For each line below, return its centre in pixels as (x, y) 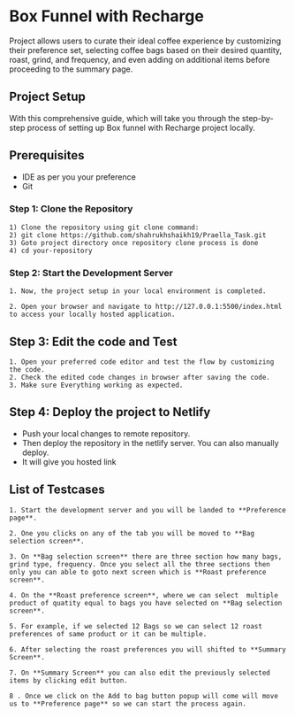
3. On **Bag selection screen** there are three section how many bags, (146, 556)
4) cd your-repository (51, 251)
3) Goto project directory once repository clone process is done (134, 243)
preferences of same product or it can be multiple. (108, 634)
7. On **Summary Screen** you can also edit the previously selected (140, 673)
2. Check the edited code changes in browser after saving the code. (140, 377)
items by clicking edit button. (68, 680)
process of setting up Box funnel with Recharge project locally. (141, 127)
